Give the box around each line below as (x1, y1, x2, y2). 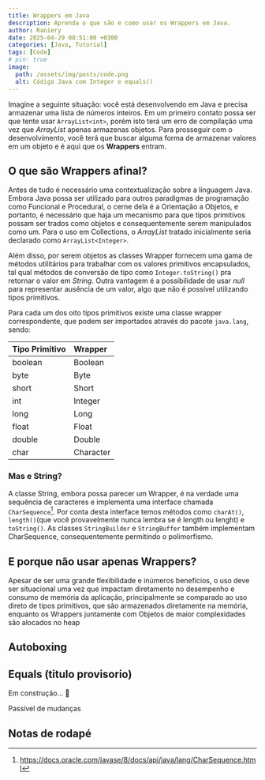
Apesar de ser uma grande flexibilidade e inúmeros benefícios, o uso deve (8, 576, 250, 586)
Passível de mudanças (8, 704, 81, 714)
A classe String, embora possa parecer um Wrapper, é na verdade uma (8, 488, 239, 498)
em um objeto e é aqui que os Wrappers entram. (8, 141, 167, 151)
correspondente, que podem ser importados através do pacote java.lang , (8, 317, 249, 326)
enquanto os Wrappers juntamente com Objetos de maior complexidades (8, 609, 246, 619)
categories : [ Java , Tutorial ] (8, 41, 108, 49)
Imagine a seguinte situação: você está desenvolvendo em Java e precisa (8, 100, 248, 109)
